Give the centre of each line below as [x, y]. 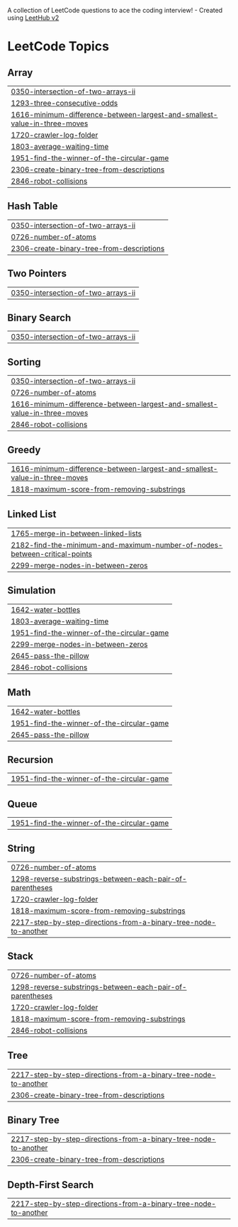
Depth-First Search [51, 1185]
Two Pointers [37, 273]
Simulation [32, 590]
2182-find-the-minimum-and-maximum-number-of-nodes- [117, 545]
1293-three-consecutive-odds [64, 103]
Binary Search [39, 318]
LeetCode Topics [58, 46]
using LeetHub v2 [33, 18]
